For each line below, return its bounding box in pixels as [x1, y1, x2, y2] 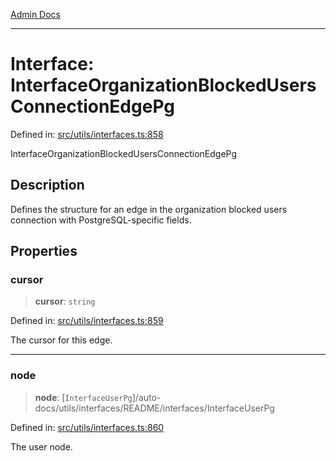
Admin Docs [10, 9, 61, 20]
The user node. [10, 440, 73, 453]
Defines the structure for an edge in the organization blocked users [10, 203, 288, 215]
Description [10, 177, 85, 194]
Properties [10, 243, 78, 260]
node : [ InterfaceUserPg [34, 391, 133, 403]
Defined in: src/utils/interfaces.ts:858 [10, 128, 164, 140]
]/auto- [131, 391, 162, 403]
